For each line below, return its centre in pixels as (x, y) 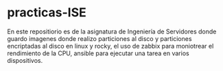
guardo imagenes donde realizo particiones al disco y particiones (99, 38)
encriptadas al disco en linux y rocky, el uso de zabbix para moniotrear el (110, 46)
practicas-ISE (47, 13)
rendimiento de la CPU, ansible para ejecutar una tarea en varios (98, 53)
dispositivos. (25, 60)
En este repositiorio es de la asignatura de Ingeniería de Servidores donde (112, 31)
